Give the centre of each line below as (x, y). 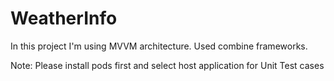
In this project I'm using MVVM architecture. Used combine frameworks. (159, 46)
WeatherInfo (64, 18)
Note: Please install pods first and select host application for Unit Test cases (167, 65)
